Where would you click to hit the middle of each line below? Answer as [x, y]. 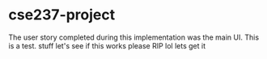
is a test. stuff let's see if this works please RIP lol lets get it [107, 45]
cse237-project [62, 15]
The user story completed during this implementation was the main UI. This [134, 37]
